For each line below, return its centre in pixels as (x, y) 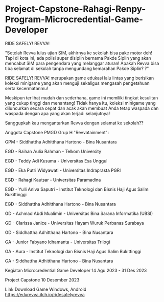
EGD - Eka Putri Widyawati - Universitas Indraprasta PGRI (63, 170)
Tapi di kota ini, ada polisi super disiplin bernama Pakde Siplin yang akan (78, 58)
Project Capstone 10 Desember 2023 (42, 279)
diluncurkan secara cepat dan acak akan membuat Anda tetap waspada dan (82, 108)
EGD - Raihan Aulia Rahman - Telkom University (53, 151)
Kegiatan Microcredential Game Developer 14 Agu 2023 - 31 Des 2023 (76, 270)
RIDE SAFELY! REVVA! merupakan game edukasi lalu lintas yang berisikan (80, 78)
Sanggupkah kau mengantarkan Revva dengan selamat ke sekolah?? (74, 123)
